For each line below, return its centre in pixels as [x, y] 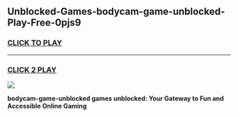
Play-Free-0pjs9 [44, 23]
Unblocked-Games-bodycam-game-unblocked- [116, 12]
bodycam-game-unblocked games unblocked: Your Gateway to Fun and [116, 98]
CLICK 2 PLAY [32, 69]
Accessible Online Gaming [47, 106]
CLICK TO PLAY [35, 43]
